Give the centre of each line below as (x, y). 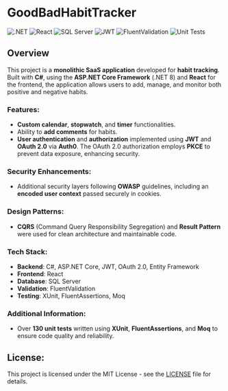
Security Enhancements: (49, 171)
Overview (28, 53)
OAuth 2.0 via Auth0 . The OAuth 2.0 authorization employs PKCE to (114, 146)
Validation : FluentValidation (56, 288)
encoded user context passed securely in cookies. (89, 194)
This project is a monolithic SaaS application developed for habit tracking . (114, 69)
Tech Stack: (27, 252)
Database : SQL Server (49, 281)
